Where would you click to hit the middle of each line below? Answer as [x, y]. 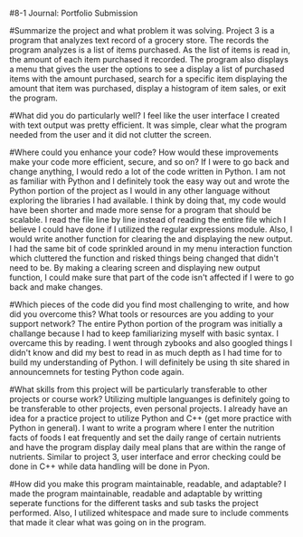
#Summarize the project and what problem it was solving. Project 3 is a [142, 30]
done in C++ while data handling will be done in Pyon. [110, 466]
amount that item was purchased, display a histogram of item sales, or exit [148, 88]
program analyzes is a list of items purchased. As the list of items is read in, [150, 50]
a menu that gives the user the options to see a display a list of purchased [147, 69]
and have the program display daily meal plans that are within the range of [148, 447]
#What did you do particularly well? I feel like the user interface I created [145, 115]
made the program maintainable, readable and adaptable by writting [136, 494]
